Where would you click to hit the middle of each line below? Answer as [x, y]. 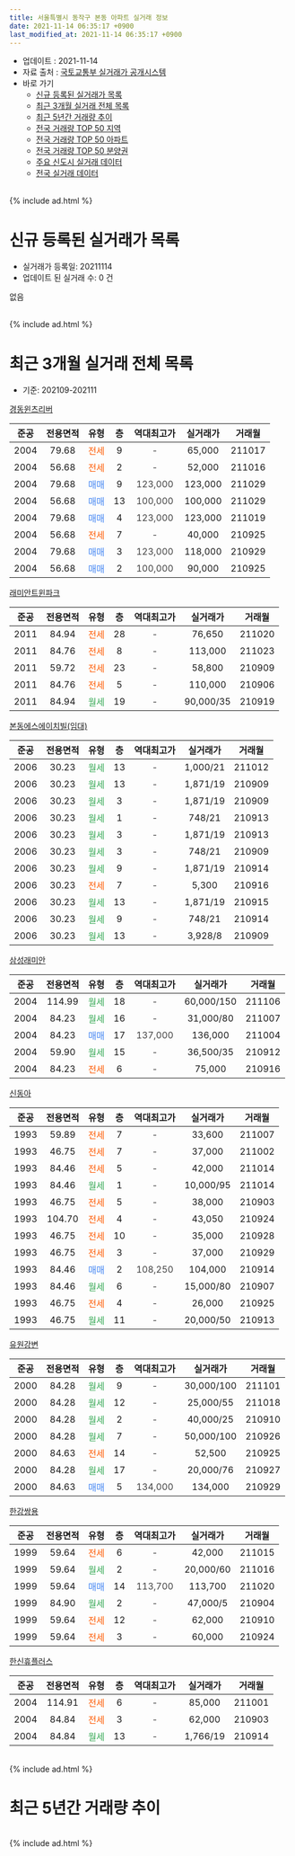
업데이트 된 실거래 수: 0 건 [68, 278]
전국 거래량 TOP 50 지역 [78, 129]
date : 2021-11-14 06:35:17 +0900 [72, 26]
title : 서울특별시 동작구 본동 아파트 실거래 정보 [89, 18]
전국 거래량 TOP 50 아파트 [82, 139]
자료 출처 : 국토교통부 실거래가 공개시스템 [94, 72]
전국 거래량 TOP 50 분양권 [82, 151]
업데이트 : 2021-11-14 [60, 61]
